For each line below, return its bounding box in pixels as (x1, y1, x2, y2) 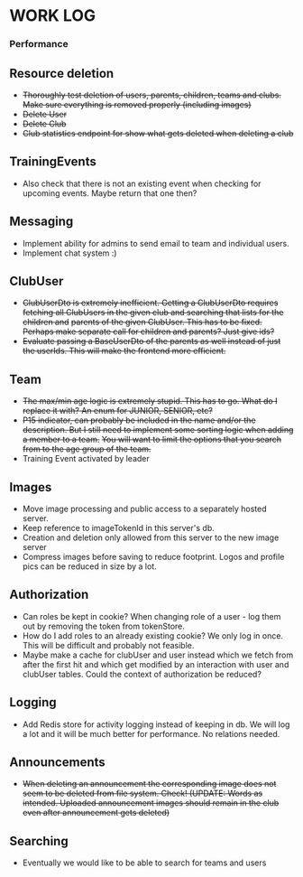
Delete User (22, 108, 68, 119)
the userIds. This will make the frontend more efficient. (22, 345, 226, 357)
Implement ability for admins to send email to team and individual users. (22, 238, 290, 248)
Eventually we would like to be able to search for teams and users (22, 857, 267, 868)
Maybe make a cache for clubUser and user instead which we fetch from (22, 649, 294, 660)
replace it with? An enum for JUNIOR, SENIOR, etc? (22, 406, 214, 416)
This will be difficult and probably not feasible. (22, 639, 195, 650)
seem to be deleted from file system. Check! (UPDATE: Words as (22, 788, 263, 799)
